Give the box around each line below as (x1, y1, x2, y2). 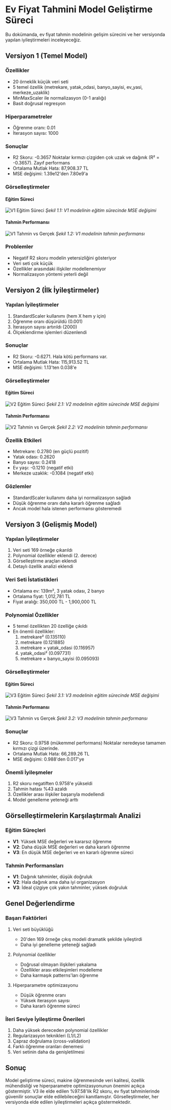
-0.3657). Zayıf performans (12, 160, 70, 166)
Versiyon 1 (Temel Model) (5, 52, 88, 60)
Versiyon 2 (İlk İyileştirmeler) (5, 286, 100, 295)
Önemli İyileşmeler (5, 769, 53, 776)
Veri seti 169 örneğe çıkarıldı (12, 547, 73, 553)
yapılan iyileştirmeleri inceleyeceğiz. (5, 37, 82, 43)
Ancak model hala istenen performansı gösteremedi (12, 505, 121, 511)
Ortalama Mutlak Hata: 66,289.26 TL (12, 750, 90, 757)
